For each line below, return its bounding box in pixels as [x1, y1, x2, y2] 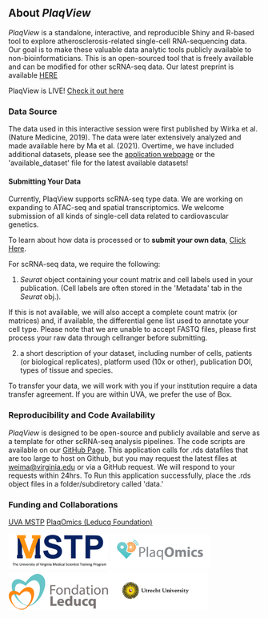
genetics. [8, 220, 39, 229]
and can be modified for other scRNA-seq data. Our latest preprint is [8, 62, 234, 71]
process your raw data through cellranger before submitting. [8, 333, 208, 343]
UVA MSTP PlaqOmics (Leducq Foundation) [8, 517, 154, 527]
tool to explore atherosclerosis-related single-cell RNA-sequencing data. [8, 36, 247, 46]
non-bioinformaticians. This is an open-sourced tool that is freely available [8, 53, 254, 63]
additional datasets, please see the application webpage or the [8, 150, 215, 160]
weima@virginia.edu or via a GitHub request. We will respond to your [8, 462, 235, 471]
